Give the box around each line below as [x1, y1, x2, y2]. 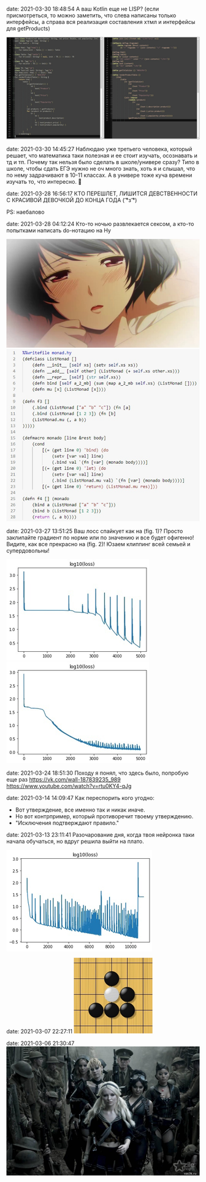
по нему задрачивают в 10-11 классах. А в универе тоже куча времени [6, 171, 193, 179]
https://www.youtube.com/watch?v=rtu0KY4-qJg [6, 783, 132, 790]
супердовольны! [6, 547, 50, 555]
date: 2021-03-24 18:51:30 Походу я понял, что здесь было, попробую [6, 769, 189, 777]
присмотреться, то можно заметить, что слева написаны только [6, 12, 177, 19]
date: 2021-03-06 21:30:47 [6, 1039, 75, 1047]
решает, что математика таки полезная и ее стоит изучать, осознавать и [6, 152, 198, 159]
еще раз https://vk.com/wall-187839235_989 [6, 776, 121, 783]
